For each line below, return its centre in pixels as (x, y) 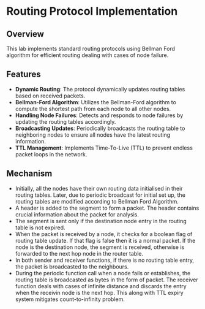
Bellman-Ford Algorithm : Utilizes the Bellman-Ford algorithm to (95, 102)
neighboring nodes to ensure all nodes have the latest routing (92, 135)
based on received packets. (50, 96)
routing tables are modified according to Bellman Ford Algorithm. (97, 201)
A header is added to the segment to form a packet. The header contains (107, 208)
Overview (25, 34)
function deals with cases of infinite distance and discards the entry (101, 286)
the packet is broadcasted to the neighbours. (72, 266)
